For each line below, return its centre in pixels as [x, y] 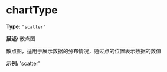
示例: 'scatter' [23, 63]
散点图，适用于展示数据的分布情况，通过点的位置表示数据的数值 [83, 51]
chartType [32, 10]
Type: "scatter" [26, 26]
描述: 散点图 [21, 38]
